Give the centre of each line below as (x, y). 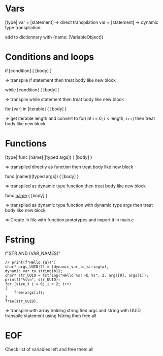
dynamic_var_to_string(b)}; (34, 271)
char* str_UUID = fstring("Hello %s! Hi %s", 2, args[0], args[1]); (77, 275)
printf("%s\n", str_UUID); (33, 280)
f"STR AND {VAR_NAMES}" (33, 253)
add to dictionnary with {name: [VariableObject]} (54, 37)
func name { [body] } (26, 195)
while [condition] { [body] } (33, 90)
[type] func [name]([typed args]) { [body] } (49, 157)
